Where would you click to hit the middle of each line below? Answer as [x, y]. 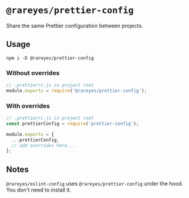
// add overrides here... [44, 145]
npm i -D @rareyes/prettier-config [50, 58]
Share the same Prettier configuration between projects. [75, 25]
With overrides [28, 106]
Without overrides [33, 73]
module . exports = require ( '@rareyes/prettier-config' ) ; [76, 91]
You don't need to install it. [39, 190]
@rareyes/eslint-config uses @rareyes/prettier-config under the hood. [95, 184]
